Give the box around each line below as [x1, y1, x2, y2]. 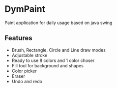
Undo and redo [11, 78, 43, 84]
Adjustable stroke [11, 52, 48, 58]
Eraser [11, 73, 26, 79]
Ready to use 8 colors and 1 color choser [11, 58, 95, 63]
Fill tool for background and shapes [11, 62, 84, 68]
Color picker [11, 68, 37, 74]
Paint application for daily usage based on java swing [4, 20, 113, 26]
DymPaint [4, 3, 45, 15]
